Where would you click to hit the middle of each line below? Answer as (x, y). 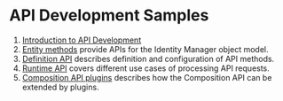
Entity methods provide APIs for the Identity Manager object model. (145, 49)
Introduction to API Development (82, 40)
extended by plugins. (60, 87)
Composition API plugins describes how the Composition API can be (147, 77)
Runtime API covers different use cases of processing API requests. (146, 68)
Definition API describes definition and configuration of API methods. (148, 58)
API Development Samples (109, 16)
